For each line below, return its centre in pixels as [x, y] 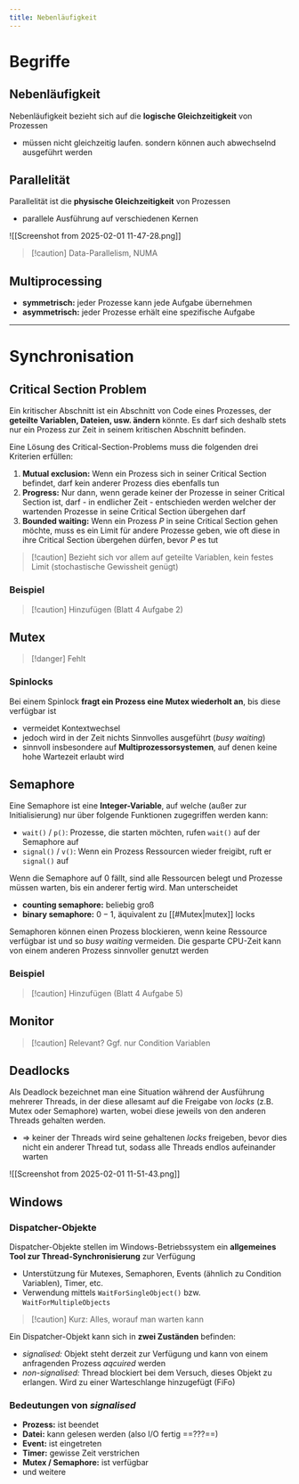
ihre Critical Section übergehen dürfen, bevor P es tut [120, 540]
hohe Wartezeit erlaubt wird [73, 756]
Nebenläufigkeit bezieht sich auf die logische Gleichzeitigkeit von [131, 116]
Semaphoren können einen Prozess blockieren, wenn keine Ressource [138, 931]
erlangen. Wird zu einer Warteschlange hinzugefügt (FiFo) [129, 1382]
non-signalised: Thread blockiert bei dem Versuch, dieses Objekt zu [147, 1373]
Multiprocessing [56, 281]
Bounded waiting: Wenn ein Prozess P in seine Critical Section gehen [150, 521]
